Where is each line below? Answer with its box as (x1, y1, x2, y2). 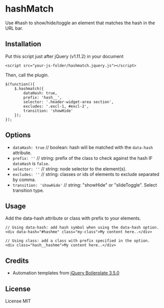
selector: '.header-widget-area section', (23, 99, 114, 104)
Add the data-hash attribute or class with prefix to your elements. (5, 215, 141, 222)
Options (5, 131, 31, 140)
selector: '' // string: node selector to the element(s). (12, 165, 127, 172)
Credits (5, 256, 29, 265)
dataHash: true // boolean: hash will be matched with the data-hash (12, 144, 153, 150)
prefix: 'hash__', (23, 95, 62, 100)
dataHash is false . (12, 160, 49, 166)
